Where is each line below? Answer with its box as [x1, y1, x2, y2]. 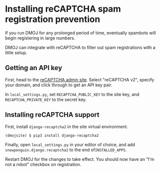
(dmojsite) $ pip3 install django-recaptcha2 [5, 133, 99, 138]
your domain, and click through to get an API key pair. [5, 82, 113, 88]
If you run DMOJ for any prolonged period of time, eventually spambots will [5, 30, 156, 36]
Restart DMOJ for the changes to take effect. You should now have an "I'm [5, 156, 155, 162]
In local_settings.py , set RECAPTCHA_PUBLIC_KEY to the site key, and [5, 91, 140, 97]
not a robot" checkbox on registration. [5, 161, 82, 167]
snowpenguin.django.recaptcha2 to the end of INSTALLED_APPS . [5, 147, 127, 153]
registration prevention [5, 14, 101, 25]
